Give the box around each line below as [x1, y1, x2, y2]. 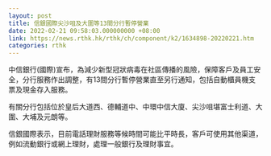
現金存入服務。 [22, 85, 73, 95]
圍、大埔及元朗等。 [8, 112, 73, 121]
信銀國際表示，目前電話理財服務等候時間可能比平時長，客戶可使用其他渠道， [8, 129, 263, 139]
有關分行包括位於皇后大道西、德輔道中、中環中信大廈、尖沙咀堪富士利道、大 [8, 102, 263, 112]
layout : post [8, 11, 52, 20]
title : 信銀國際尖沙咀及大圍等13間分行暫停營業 [8, 19, 149, 27]
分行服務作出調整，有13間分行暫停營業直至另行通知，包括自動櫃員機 [22, 75, 249, 84]
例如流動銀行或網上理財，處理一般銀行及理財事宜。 [8, 139, 178, 149]
